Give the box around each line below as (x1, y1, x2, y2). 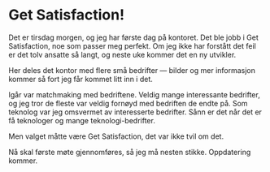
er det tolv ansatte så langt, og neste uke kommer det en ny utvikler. (8, 49, 237, 59)
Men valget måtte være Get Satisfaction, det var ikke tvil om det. (8, 131, 224, 141)
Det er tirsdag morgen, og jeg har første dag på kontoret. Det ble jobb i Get (8, 32, 259, 42)
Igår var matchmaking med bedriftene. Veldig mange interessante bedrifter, (8, 89, 260, 99)
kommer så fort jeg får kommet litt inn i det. (8, 74, 153, 84)
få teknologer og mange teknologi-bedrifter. (8, 115, 156, 125)
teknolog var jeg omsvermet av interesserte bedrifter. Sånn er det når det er (8, 107, 263, 117)
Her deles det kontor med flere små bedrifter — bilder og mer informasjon (8, 65, 256, 75)
